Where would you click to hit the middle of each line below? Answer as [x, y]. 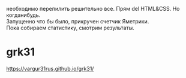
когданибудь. [23, 15]
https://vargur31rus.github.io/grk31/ [50, 68]
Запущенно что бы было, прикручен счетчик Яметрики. [78, 21]
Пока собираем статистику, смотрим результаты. [70, 28]
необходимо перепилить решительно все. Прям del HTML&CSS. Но [93, 9]
